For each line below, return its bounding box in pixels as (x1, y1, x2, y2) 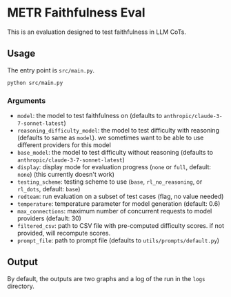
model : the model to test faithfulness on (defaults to (17, 111, 163, 119)
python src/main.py (7, 79, 63, 86)
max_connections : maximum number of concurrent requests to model (17, 207, 212, 215)
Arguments (7, 95, 46, 105)
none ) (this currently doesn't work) (17, 170, 115, 178)
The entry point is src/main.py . (7, 66, 95, 74)
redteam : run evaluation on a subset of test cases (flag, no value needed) (17, 192, 224, 200)
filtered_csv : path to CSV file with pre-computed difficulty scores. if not (17, 221, 224, 229)
